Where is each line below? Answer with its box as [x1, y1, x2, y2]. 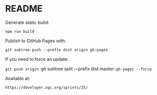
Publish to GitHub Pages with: [5, 38, 66, 44]
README [5, 3, 43, 14]
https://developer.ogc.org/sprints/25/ [5, 85, 88, 90]
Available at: [5, 75, 30, 81]
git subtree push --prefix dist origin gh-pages [5, 47, 108, 52]
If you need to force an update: [5, 56, 69, 62]
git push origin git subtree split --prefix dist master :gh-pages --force [5, 66, 152, 72]
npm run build [5, 29, 35, 34]
